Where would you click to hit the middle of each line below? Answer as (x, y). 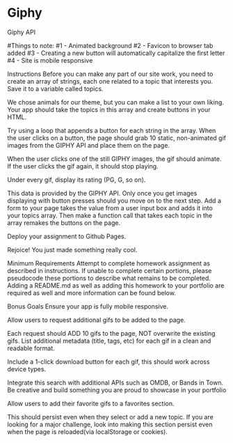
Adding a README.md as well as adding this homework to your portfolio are (116, 285)
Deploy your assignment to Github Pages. (67, 236)
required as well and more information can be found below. (91, 293)
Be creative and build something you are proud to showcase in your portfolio (117, 390)
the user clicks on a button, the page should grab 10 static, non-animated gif (116, 138)
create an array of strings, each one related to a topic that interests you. (110, 81)
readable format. (31, 348)
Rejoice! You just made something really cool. (72, 249)
